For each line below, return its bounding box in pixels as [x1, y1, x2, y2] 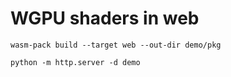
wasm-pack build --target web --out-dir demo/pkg [10, 40, 222, 50]
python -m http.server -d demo [10, 57, 141, 67]
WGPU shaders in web [10, 7, 200, 30]
